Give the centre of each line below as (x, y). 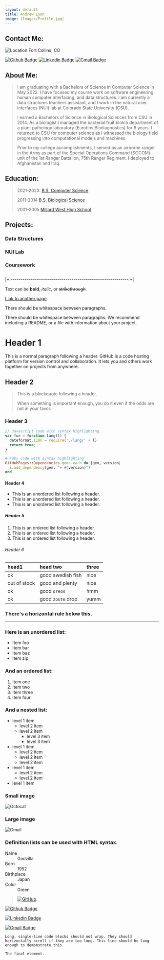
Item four (21, 697)
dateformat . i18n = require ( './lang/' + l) (53, 441)
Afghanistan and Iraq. (39, 163)
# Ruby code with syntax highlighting (44, 458)
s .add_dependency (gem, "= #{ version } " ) (50, 468)
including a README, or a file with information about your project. (71, 323)
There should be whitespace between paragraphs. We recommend (72, 318)
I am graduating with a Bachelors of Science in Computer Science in (86, 87)
